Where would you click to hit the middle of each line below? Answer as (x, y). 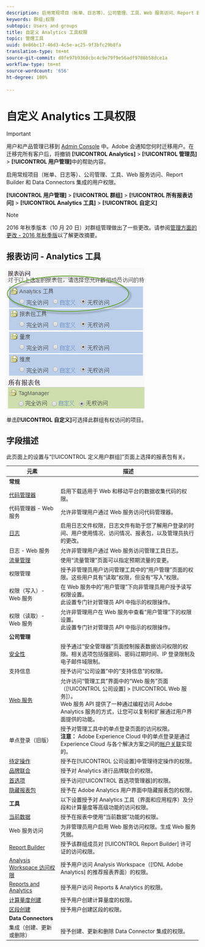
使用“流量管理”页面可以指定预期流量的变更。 (116, 560)
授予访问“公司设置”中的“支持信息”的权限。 (113, 671)
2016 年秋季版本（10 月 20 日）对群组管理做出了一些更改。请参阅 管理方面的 (102, 228)
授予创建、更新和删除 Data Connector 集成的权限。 (124, 931)
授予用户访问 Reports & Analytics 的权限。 (113, 887)
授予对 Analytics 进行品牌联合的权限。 (108, 771)
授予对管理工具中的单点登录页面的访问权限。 (116, 729)
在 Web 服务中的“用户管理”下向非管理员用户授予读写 (126, 587)
